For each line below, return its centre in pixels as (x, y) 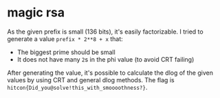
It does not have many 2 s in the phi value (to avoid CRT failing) (106, 59)
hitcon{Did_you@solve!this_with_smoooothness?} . (77, 87)
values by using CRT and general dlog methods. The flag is (91, 79)
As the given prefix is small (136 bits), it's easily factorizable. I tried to (106, 32)
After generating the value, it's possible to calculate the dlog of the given (110, 73)
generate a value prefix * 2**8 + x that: (65, 38)
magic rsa (36, 13)
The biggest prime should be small (66, 52)
